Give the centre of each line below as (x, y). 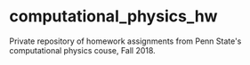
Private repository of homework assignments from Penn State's (125, 41)
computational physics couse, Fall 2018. (82, 50)
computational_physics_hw (113, 16)
